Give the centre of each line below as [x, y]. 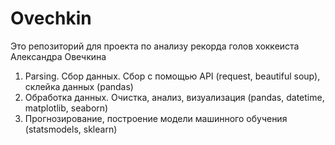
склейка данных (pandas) [79, 86]
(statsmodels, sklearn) [71, 129]
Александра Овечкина [58, 56]
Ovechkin [51, 18]
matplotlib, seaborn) [66, 108]
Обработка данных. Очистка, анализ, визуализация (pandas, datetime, [174, 97]
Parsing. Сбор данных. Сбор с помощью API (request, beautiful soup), [172, 76]
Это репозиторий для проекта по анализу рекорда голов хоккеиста [155, 46]
